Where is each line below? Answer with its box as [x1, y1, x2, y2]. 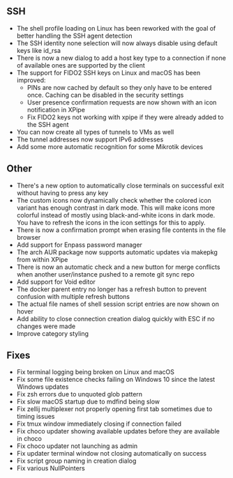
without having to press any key [16, 188, 109, 197]
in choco [16, 435, 43, 443]
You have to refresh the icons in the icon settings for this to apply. [16, 218, 206, 226]
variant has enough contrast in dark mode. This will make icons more [16, 203, 216, 212]
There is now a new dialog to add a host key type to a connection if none [16, 54, 226, 62]
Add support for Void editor [16, 277, 96, 286]
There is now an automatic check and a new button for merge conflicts [16, 263, 220, 271]
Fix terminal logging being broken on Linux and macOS [16, 368, 175, 376]
